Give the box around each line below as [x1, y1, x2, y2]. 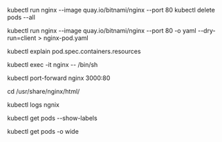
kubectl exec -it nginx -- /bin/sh [7, 61, 98, 68]
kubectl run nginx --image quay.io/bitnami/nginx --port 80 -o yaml [7, 27, 197, 34]
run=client [7, 34, 37, 42]
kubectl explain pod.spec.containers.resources [7, 48, 141, 55]
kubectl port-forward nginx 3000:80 [7, 74, 111, 82]
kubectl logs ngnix [7, 101, 60, 109]
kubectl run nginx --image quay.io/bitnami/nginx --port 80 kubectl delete [7, 6, 216, 14]
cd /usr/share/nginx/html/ [7, 88, 80, 95]
